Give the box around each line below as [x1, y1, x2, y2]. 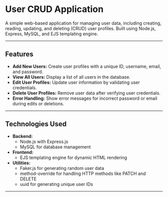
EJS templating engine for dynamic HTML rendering [19, 154, 127, 160]
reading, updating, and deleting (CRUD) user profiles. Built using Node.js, [5, 25, 156, 31]
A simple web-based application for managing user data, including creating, [5, 20, 161, 26]
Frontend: [12, 149, 33, 155]
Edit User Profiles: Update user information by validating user [12, 79, 140, 85]
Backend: [12, 133, 33, 139]
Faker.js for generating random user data [19, 165, 104, 171]
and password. [12, 69, 43, 75]
